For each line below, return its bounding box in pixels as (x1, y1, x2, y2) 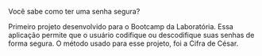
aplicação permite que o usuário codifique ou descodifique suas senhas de (8, 31, 255, 39)
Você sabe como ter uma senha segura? (8, 7, 141, 16)
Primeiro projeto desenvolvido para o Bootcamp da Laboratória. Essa (8, 22, 234, 31)
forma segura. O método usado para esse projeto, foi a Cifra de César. (8, 39, 239, 48)
